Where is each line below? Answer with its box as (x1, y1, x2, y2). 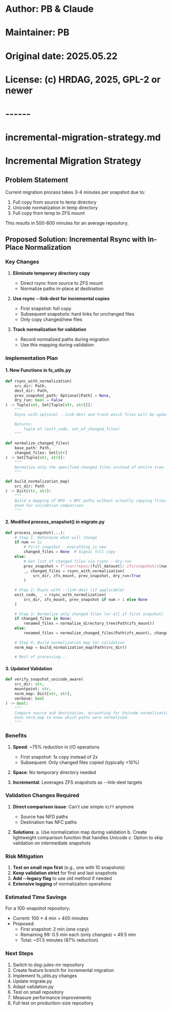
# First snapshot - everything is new (24, 544, 106, 550)
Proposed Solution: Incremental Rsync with (5, 235, 147, 244)
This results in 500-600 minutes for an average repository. (5, 220, 129, 226)
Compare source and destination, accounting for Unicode (14, 710, 139, 715)
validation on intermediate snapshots (12, 840, 91, 846)
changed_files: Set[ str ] (14, 450, 68, 455)
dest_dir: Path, (14, 388, 50, 393)
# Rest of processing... (14, 654, 68, 659)
